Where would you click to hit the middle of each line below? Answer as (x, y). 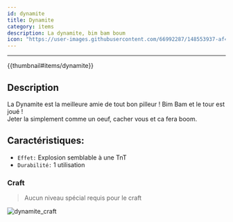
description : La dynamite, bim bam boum (67, 33)
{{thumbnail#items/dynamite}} (51, 66)
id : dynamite (26, 14)
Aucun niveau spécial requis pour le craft (83, 198)
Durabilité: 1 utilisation (51, 164)
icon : (15, 40)
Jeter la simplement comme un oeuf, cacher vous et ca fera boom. (102, 119)
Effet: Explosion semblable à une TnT (72, 157)
